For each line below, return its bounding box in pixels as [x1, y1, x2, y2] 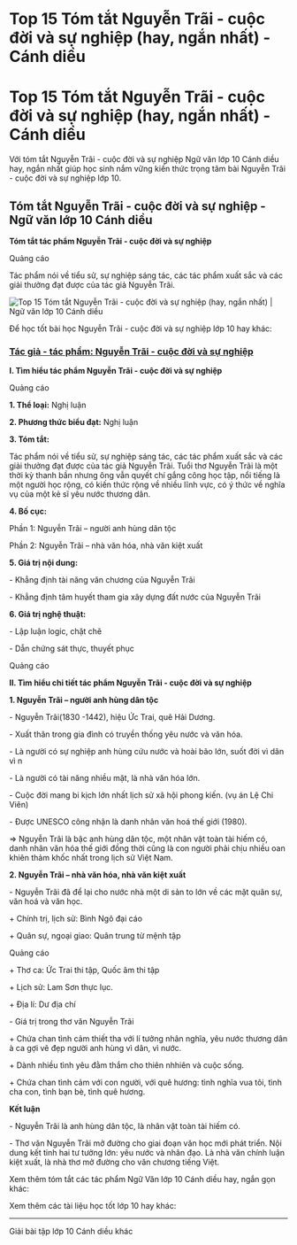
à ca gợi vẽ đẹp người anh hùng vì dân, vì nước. [9, 1043, 182, 1054]
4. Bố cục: [9, 506, 47, 517]
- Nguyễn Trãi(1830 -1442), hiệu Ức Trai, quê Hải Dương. [9, 712, 216, 723]
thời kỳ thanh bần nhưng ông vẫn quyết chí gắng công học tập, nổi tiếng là [9, 470, 281, 481]
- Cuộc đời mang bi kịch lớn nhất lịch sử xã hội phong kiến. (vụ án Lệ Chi [9, 790, 274, 800]
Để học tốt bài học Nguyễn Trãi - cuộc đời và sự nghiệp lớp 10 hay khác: [9, 323, 272, 334]
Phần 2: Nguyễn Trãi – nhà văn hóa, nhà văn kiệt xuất [9, 540, 203, 551]
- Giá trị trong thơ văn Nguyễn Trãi [9, 1017, 134, 1027]
